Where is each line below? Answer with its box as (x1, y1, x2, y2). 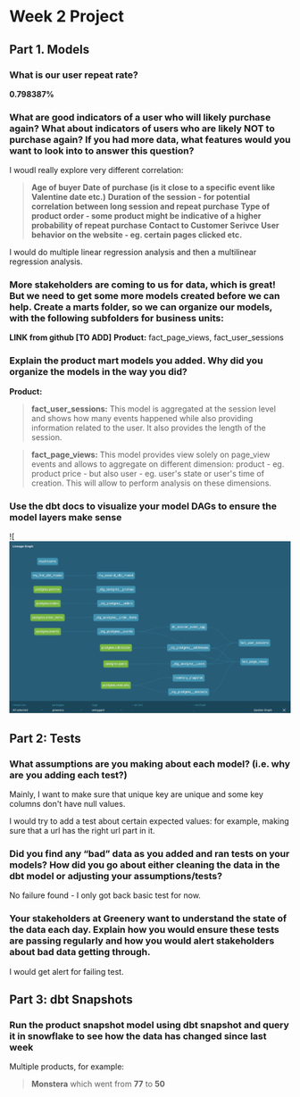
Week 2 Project (9, 6, 125, 27)
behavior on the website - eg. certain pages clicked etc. (30, 229, 243, 240)
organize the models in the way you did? (9, 366, 187, 378)
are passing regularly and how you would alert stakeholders (9, 935, 275, 947)
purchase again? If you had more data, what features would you (9, 133, 291, 145)
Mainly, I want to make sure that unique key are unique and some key (9, 789, 263, 800)
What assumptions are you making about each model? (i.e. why (9, 757, 290, 769)
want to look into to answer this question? (9, 145, 195, 157)
